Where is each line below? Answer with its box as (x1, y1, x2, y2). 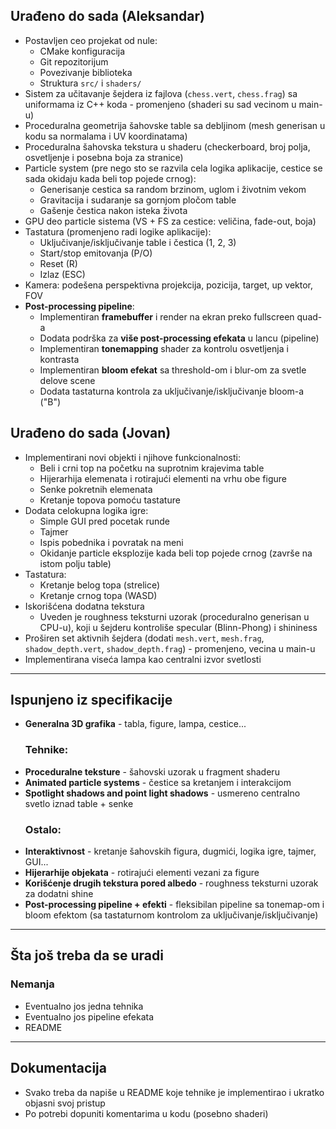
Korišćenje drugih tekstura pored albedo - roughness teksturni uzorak (24, 877, 319, 889)
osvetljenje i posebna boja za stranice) (24, 151, 184, 163)
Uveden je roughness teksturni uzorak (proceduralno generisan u (39, 610, 310, 623)
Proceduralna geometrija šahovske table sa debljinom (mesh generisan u (24, 119, 326, 131)
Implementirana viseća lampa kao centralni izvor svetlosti (24, 653, 262, 665)
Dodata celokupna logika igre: (24, 504, 149, 516)
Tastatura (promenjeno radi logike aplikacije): (24, 225, 212, 238)
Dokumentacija (10, 1060, 107, 1077)
